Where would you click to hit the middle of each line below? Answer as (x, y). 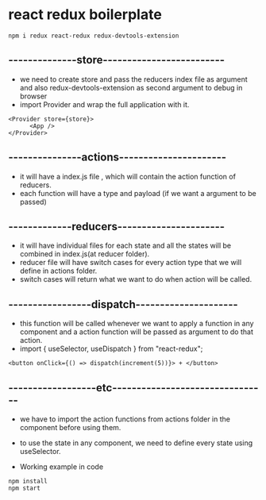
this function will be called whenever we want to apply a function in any (137, 324)
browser (33, 96)
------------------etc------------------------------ (133, 388)
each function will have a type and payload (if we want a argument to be (138, 193)
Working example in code (62, 467)
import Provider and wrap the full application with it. (104, 104)
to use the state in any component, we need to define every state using (136, 443)
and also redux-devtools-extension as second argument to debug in (131, 87)
